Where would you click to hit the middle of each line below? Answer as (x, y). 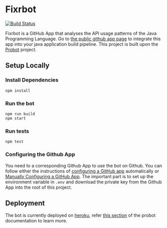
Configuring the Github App (40, 155)
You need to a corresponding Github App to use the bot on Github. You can (84, 165)
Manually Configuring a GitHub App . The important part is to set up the (79, 176)
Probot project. (21, 49)
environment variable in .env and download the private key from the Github (84, 182)
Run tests (17, 131)
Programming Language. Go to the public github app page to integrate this (83, 39)
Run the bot (20, 103)
